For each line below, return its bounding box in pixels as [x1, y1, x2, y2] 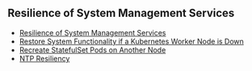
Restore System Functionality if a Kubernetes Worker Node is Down [19, 36, 244, 46]
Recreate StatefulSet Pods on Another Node [19, 44, 166, 55]
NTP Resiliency [19, 53, 70, 63]
